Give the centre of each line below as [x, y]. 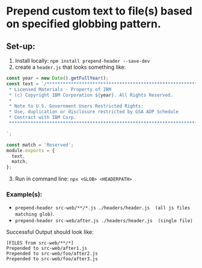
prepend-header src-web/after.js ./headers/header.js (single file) [104, 221]
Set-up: [21, 46]
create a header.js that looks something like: [70, 67]
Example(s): [24, 194]
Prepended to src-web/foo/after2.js [52, 254]
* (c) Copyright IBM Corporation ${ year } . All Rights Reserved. [91, 95]
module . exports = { [31, 150]
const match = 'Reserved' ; [40, 145]
